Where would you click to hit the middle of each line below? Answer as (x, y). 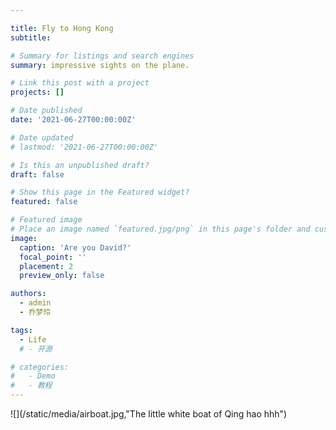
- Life (33, 339)
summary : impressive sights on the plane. (100, 65)
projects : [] (37, 92)
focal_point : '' (53, 257)
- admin (35, 303)
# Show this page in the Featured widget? (100, 192)
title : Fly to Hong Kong (62, 28)
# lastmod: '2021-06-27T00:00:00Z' (84, 147)
